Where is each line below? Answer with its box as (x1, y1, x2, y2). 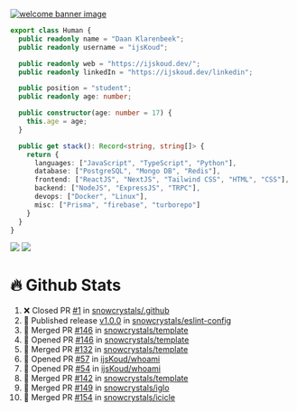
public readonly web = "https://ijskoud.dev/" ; (18, 59, 201, 68)
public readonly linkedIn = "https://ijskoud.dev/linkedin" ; (18, 68, 254, 77)
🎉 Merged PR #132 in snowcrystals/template (23, 344, 189, 355)
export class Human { (10, 26, 92, 35)
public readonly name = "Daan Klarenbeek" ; (18, 34, 184, 43)
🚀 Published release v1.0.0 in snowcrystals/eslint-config (23, 315, 232, 326)
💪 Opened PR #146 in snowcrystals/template (23, 334, 190, 345)
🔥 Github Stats (10, 275, 121, 295)
